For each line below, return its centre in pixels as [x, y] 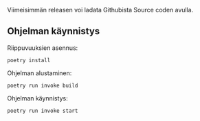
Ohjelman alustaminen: [40, 73]
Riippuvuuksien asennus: [43, 48]
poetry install [29, 60]
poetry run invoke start [43, 111]
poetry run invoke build [43, 85]
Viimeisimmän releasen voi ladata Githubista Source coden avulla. [100, 10]
